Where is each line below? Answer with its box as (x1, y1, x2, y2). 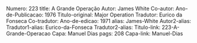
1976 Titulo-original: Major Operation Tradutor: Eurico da (44, 11, 182, 18)
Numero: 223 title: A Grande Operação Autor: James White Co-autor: (6, 5, 175, 12)
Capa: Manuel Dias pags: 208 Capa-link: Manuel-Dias (51, 30, 183, 37)
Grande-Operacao (6, 30, 51, 37)
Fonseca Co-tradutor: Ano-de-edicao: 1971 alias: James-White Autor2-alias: (6, 18, 191, 24)
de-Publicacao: (6, 11, 44, 18)
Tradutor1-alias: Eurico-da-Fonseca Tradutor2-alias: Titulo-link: (6, 24, 161, 31)
